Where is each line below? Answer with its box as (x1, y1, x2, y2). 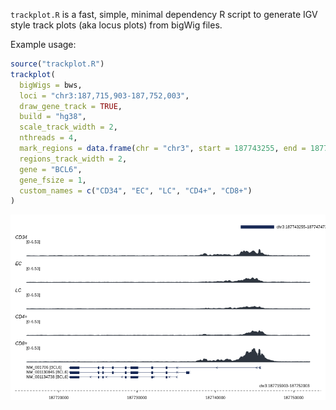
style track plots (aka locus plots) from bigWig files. (10, 19, 223, 31)
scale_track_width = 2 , (19, 122, 118, 133)
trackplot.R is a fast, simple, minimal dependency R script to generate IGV (10, 9, 318, 20)
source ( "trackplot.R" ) (10, 59, 105, 69)
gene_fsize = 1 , (19, 175, 87, 185)
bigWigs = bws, (19, 80, 83, 90)
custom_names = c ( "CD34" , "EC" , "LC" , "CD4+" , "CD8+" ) (19, 185, 253, 196)
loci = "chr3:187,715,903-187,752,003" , (19, 90, 190, 101)
